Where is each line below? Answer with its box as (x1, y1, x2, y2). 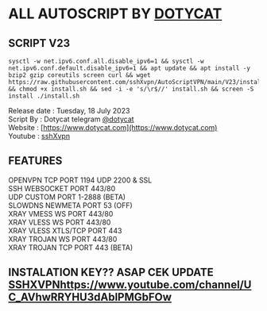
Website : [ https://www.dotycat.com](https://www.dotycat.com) (8, 123, 218, 132)
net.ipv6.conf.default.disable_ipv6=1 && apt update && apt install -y (8, 64, 250, 72)
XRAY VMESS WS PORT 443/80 (8, 209, 114, 218)
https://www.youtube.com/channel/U (60, 278, 252, 292)
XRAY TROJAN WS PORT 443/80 (8, 234, 118, 244)
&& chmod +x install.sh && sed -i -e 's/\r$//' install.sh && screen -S (8, 85, 254, 93)
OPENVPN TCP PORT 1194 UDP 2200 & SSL (8, 175, 153, 185)
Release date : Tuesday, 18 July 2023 (8, 106, 130, 115)
